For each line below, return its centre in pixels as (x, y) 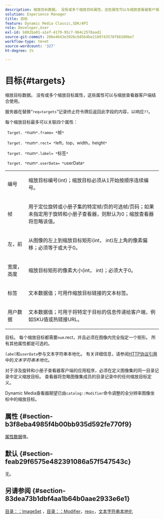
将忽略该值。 (43, 222)
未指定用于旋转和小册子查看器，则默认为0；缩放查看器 (91, 214)
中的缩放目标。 (24, 399)
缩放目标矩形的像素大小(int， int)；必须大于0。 (82, 271)
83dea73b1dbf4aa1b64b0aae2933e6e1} (68, 499)
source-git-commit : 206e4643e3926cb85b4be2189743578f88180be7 (70, 37)
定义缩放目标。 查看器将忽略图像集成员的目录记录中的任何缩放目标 (80, 377)
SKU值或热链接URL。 (58, 320)
